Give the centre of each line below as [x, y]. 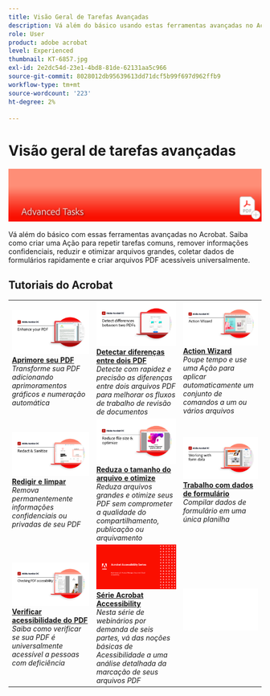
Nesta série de [120, 612]
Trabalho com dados [218, 485]
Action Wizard [207, 350]
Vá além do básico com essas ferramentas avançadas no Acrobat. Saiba [128, 234]
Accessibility [119, 604]
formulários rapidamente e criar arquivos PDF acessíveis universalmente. [129, 260]
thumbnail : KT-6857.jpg [48, 59]
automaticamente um [219, 385]
